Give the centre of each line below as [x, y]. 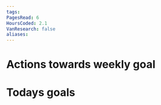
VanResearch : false [31, 29]
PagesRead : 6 [23, 18]
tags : [13, 12]
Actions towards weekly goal [81, 65]
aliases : [17, 35]
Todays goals [41, 92]
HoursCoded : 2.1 [27, 23]
